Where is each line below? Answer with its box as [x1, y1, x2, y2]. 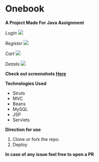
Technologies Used [5, 80, 47, 86]
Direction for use [5, 126, 41, 132]
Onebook [5, 3, 44, 15]
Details [5, 61, 20, 67]
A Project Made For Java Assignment [5, 20, 84, 26]
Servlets [12, 116, 30, 123]
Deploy [12, 141, 28, 147]
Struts [12, 90, 25, 96]
